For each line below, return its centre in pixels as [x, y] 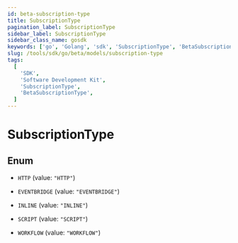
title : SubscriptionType [44, 21]
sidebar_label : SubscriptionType [57, 34]
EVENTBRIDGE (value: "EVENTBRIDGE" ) [69, 191]
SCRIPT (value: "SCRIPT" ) [53, 219]
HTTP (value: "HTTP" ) [46, 177]
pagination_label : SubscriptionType [61, 27]
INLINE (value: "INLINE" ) [53, 205]
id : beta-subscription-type [49, 14]
